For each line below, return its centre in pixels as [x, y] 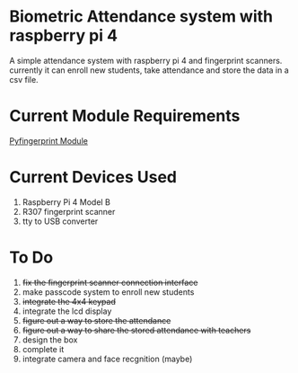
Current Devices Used [93, 178]
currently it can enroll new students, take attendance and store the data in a [149, 70]
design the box [50, 340]
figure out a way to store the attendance [96, 320]
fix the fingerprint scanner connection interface [110, 282]
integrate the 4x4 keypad [69, 301]
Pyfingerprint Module [48, 140]
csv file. [24, 79]
